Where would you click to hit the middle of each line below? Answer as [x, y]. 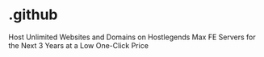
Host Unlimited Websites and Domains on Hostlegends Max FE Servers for [132, 37]
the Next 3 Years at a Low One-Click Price [79, 45]
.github [33, 15]
